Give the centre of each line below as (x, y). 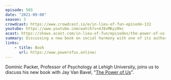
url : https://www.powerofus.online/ (58, 52)
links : (12, 43)
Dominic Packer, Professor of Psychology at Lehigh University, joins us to (82, 67)
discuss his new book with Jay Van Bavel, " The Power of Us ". (70, 72)
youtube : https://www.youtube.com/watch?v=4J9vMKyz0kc (65, 29)
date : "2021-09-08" (26, 15)
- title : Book (29, 48)
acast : (12, 33)
